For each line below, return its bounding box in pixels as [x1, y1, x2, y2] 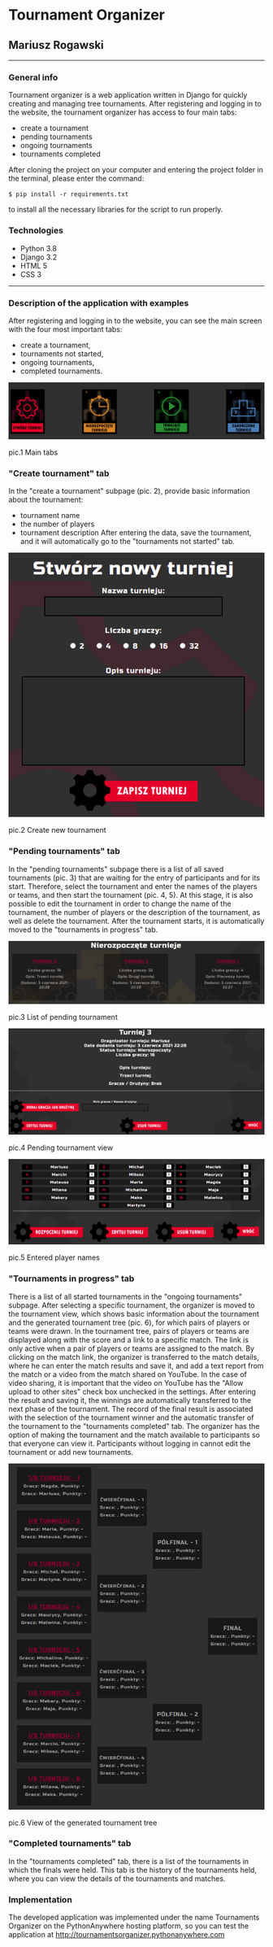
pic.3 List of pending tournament [8, 1012, 118, 1021]
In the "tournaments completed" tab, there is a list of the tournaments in [8, 1856, 249, 1866]
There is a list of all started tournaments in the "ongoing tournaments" [8, 1291, 243, 1301]
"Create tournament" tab [8, 468, 110, 479]
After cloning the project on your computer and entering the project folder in [8, 165, 264, 175]
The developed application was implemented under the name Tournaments [8, 1913, 260, 1923]
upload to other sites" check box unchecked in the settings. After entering [8, 1387, 256, 1396]
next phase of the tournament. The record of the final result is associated [8, 1404, 253, 1413]
